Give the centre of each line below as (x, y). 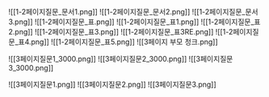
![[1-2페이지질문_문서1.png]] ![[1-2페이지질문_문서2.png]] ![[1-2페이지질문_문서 (133, 12)
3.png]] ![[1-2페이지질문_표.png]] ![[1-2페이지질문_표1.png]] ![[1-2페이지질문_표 (134, 22)
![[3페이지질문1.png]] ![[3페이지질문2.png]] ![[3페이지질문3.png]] (112, 84)
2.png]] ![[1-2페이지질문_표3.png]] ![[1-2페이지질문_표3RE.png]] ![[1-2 (121, 32)
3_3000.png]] (31, 68)
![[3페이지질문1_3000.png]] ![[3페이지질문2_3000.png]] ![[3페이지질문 (121, 59)
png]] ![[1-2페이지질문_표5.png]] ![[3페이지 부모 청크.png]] (124, 42)
